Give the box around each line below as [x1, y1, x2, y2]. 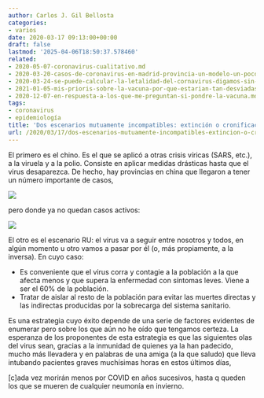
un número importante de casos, [8, 175, 114, 185]
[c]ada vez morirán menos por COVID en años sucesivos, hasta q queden [8, 373, 246, 382]
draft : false [8, 41, 51, 49]
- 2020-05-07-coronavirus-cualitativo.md [8, 63, 146, 71]
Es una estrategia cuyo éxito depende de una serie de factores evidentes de [8, 315, 255, 325]
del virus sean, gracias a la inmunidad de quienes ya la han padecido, [8, 341, 233, 350]
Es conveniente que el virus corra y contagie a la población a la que [19, 267, 239, 276]
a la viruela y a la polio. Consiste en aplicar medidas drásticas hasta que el [8, 158, 249, 168]
